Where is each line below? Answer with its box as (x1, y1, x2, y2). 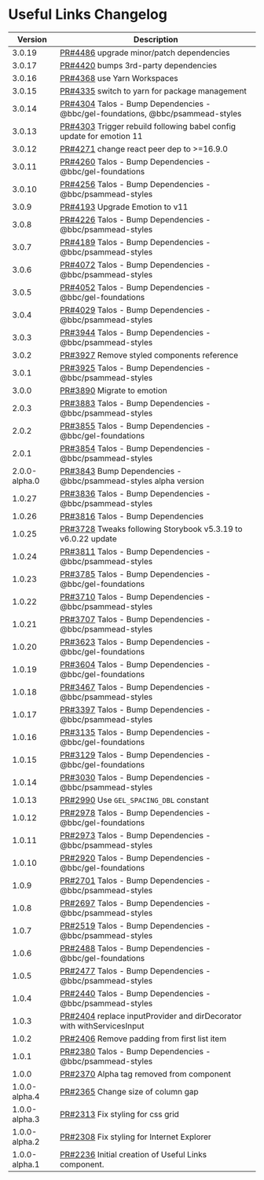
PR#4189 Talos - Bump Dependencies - (60, 236, 211, 247)
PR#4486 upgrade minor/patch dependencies (60, 47, 230, 58)
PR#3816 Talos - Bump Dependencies (60, 511, 204, 522)
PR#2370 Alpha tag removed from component (60, 1068, 232, 1079)
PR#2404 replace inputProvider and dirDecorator (60, 1010, 242, 1021)
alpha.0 (12, 475, 40, 486)
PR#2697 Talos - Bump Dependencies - (60, 897, 211, 908)
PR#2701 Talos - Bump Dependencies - (60, 874, 211, 885)
